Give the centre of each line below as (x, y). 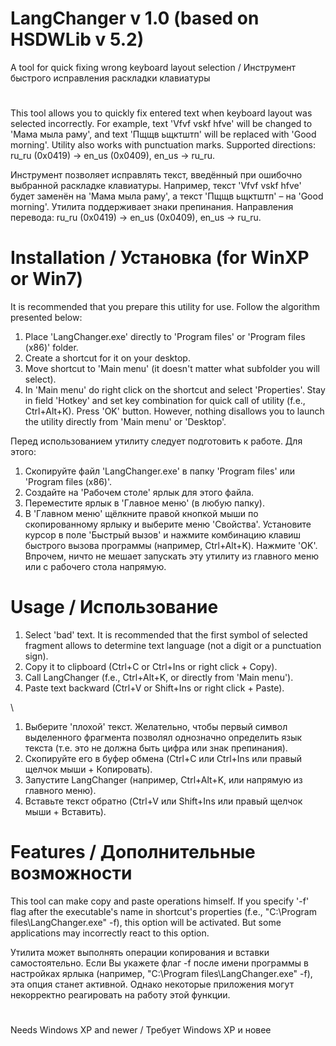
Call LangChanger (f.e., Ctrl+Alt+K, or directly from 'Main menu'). (159, 677)
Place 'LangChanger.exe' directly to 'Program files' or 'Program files (165, 337)
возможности (71, 873)
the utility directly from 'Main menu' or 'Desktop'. (125, 422)
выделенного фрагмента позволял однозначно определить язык (163, 737)
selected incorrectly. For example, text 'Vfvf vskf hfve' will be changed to (161, 124)
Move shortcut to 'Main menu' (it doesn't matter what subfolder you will (172, 369)
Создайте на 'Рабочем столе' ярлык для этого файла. (139, 493)
